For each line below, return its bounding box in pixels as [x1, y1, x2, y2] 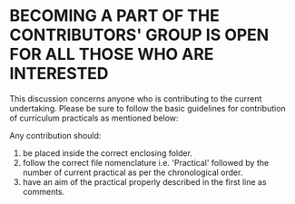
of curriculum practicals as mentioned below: [9, 112, 179, 123]
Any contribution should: [9, 130, 102, 141]
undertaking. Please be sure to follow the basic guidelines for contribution [9, 102, 286, 113]
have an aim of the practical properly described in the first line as [22, 176, 267, 187]
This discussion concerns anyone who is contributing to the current [9, 92, 262, 104]
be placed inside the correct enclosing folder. [22, 147, 193, 159]
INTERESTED [9, 63, 109, 84]
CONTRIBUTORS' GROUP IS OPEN [9, 24, 270, 45]
